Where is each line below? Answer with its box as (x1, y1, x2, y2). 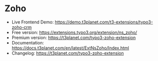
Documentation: (11, 40, 44, 45)
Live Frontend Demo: (11, 19, 54, 25)
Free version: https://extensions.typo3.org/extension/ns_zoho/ (11, 29, 138, 35)
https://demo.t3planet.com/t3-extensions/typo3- (55, 19, 153, 25)
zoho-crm (11, 24, 32, 30)
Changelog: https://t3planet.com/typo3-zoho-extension (11, 50, 124, 56)
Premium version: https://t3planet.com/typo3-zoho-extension (11, 35, 136, 41)
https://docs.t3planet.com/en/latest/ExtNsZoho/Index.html (11, 45, 130, 51)
